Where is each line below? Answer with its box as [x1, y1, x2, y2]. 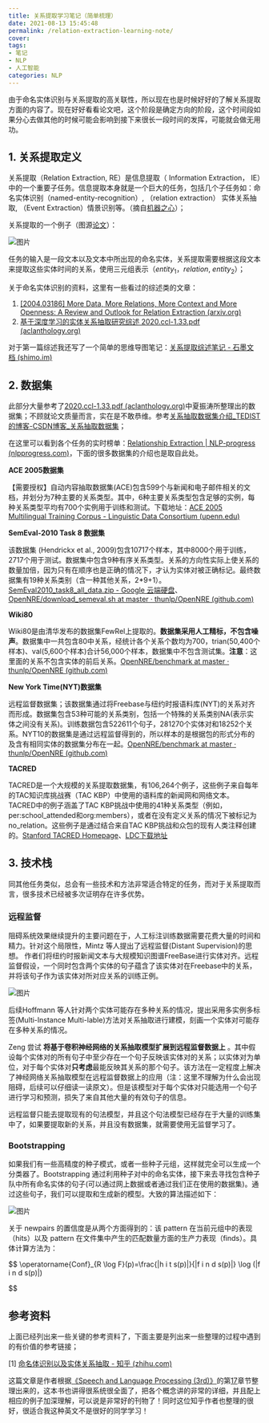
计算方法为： [14, 1243, 58, 1253]
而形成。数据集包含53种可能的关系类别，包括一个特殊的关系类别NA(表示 [8, 709, 247, 719]
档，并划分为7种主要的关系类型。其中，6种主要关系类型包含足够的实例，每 [8, 493, 255, 502]
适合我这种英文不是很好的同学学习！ [29, 1406, 149, 1416]
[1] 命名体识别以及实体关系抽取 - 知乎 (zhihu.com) [8, 1359, 172, 1368]
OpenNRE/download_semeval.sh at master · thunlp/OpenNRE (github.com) [8, 595, 255, 604]
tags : [8, 42, 26, 50]
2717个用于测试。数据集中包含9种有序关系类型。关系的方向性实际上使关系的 [8, 555, 259, 565]
